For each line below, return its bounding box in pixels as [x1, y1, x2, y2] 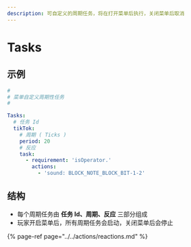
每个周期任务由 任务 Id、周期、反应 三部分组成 [16, 210, 148, 218]
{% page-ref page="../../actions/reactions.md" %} [7, 232, 149, 240]
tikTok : [13, 125, 36, 132]
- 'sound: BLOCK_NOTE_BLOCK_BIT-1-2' [37, 169, 146, 177]
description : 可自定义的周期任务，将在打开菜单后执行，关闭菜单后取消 [7, 10, 185, 17]
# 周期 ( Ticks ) [19, 131, 67, 138]
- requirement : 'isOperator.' [25, 157, 112, 164]
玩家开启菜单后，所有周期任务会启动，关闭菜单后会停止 [16, 218, 173, 226]
